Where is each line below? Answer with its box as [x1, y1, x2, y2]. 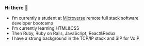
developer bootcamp [11, 20, 54, 26]
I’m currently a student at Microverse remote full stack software [11, 15, 139, 21]
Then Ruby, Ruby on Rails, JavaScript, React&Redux [11, 31, 116, 36]
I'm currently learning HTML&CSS [11, 25, 80, 31]
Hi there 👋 [4, 4, 29, 11]
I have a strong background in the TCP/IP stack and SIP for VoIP [11, 35, 140, 41]
